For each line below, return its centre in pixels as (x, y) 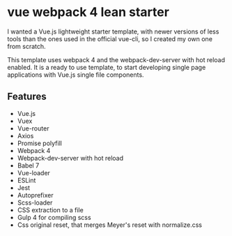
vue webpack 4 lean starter (88, 12)
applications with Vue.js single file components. (76, 75)
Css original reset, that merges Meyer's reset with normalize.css (110, 225)
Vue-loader (34, 172)
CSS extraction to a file (50, 209)
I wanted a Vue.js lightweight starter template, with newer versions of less (113, 31)
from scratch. (27, 46)
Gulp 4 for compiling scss (54, 217)
